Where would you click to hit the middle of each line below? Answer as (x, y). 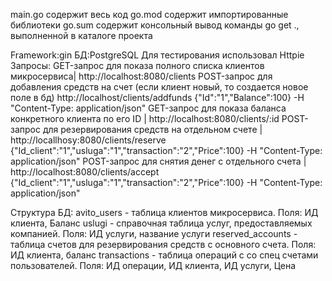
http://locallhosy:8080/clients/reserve (88, 140)
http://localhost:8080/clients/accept (85, 172)
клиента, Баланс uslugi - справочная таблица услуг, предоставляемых (161, 223)
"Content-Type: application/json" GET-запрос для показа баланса (148, 108)
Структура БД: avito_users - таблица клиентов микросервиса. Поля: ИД (164, 212)
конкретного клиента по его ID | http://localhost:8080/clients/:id (145, 118)
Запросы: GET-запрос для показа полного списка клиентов (137, 65)
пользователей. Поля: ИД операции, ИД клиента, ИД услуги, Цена (153, 265)
